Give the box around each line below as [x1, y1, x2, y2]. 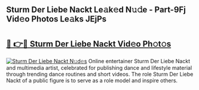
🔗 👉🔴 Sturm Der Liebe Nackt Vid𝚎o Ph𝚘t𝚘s [6, 39, 172, 49]
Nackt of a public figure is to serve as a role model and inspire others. [6, 77, 178, 84]
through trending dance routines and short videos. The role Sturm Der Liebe [6, 71, 194, 77]
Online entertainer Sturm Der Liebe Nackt [88, 58, 190, 64]
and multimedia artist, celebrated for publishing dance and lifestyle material [6, 64, 192, 71]
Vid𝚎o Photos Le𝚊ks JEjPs [6, 14, 107, 24]
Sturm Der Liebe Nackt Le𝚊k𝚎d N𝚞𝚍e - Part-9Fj [6, 5, 186, 15]
